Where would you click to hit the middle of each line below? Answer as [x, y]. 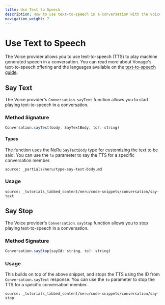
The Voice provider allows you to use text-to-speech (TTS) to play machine [81, 56]
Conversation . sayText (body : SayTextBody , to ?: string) [62, 128]
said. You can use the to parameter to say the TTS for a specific [70, 155]
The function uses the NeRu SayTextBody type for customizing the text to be [82, 150]
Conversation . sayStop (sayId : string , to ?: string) [58, 251]
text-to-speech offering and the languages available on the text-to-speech [81, 67]
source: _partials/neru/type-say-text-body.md [54, 169]
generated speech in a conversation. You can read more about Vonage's [78, 62]
